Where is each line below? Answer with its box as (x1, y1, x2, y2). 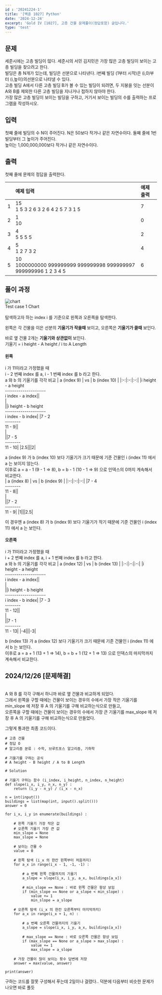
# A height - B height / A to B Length (5, 760, 85, 765)
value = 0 (13, 848, 34, 853)
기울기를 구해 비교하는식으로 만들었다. (24, 715, 95, 721)
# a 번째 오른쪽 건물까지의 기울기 (22, 921, 81, 926)
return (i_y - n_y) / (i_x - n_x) (13, 786, 83, 791)
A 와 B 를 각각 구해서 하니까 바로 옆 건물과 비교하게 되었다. (5, 690, 115, 696)
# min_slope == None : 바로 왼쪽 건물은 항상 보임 (22, 885, 115, 890)
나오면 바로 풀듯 (5, 984, 35, 990)
